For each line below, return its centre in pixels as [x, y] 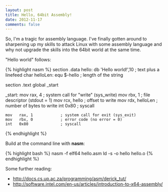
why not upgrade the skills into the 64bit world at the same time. [73, 50]
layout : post [19, 10]
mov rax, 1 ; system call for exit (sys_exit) [71, 115]
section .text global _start [32, 85]
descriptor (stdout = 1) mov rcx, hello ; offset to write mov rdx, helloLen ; [81, 100]
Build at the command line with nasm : [45, 143]
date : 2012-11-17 [24, 19]
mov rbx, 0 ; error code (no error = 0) [64, 120]
